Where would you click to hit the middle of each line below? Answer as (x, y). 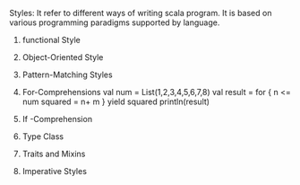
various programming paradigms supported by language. (115, 22)
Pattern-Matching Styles (68, 75)
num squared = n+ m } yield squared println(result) (116, 101)
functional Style (51, 40)
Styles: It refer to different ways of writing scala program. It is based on (141, 13)
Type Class (43, 137)
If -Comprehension (57, 119)
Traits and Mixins (54, 154)
